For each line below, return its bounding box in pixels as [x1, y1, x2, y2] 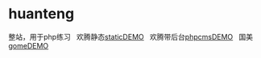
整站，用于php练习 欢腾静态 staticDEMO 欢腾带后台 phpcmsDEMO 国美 [8, 32, 254, 41]
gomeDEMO [8, 41, 49, 50]
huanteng [8, 5, 75, 23]
